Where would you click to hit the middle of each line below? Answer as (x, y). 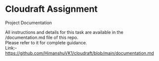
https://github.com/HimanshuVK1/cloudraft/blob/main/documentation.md (79, 53)
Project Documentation (29, 23)
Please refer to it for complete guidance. (46, 42)
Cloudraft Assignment (51, 9)
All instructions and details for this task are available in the (64, 32)
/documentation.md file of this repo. (42, 37)
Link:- (11, 48)
